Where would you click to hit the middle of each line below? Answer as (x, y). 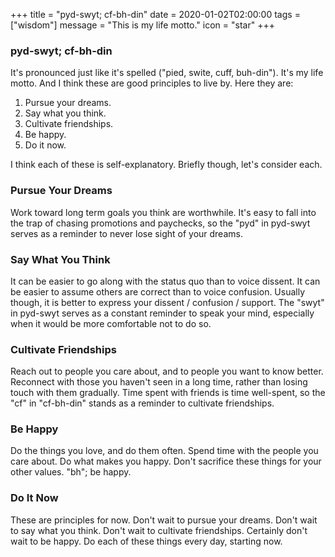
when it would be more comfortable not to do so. (111, 323)
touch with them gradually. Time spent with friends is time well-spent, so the (168, 393)
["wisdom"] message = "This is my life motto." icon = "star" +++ (142, 25)
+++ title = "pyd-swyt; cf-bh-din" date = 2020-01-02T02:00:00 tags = (155, 14)
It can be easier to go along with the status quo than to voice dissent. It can (165, 281)
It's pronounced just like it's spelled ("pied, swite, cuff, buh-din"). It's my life (167, 73)
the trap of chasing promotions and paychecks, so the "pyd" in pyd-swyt (160, 223)
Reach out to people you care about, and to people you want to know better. (167, 371)
